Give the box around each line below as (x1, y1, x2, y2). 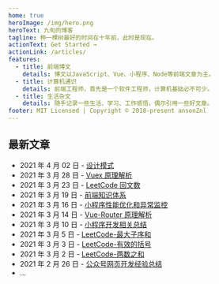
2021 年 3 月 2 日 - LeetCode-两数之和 (19, 249, 145, 259)
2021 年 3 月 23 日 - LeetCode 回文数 (19, 180, 141, 189)
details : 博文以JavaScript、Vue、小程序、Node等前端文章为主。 (22, 70, 215, 78)
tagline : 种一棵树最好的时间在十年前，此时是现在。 (8, 33, 158, 42)
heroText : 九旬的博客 (8, 26, 74, 34)
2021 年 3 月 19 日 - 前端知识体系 (19, 190, 126, 200)
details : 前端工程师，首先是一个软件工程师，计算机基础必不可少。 (22, 84, 213, 93)
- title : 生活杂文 (15, 92, 71, 100)
